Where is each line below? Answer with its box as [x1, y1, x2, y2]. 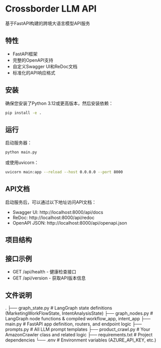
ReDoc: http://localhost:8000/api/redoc [12, 215, 95, 221]
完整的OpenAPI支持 [12, 57, 53, 63]
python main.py [5, 150, 37, 155]
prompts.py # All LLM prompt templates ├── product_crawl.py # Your [5, 326, 150, 332]
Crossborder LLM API [5, 3, 97, 15]
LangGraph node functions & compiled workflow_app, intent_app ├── [5, 315, 151, 321]
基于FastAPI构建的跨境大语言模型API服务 [5, 20, 90, 26]
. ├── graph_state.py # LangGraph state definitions [5, 305, 113, 311]
